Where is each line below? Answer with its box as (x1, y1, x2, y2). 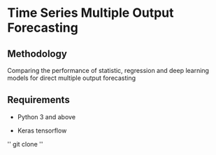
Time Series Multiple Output (7, 5, 174, 21)
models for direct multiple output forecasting (7, 74, 136, 82)
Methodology (7, 48, 68, 60)
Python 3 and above (17, 112, 75, 121)
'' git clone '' (7, 140, 43, 148)
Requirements (7, 94, 70, 106)
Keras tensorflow (17, 126, 67, 135)
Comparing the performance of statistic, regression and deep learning (7, 67, 210, 74)
